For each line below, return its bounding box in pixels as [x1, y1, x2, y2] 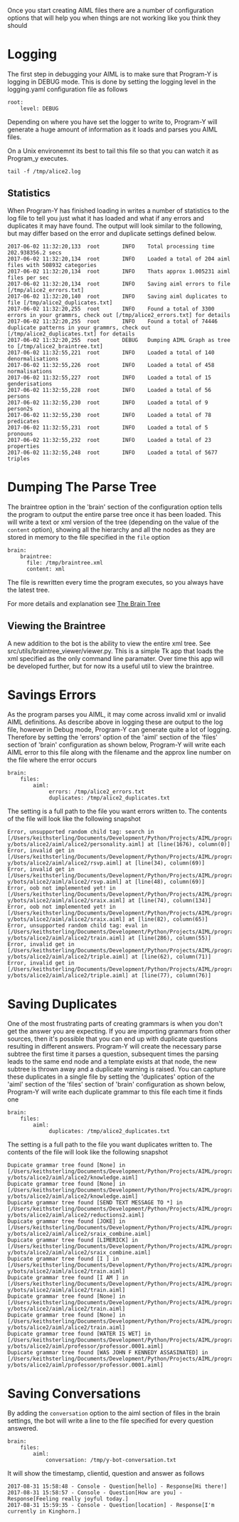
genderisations [7, 380, 53, 388]
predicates [7, 418, 40, 425]
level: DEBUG [20, 105, 59, 112]
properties [7, 443, 40, 450]
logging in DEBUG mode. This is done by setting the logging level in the [7, 77, 216, 86]
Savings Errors [7, 687, 97, 702]
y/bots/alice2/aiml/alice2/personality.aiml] [7, 841, 144, 848]
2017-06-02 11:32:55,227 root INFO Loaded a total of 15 [7, 374, 212, 381]
